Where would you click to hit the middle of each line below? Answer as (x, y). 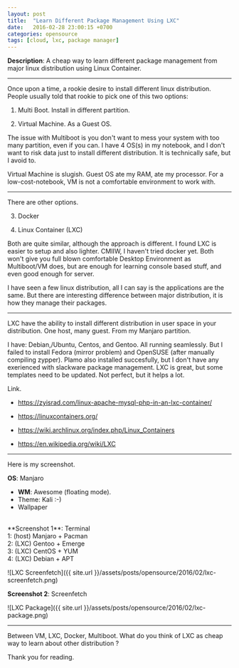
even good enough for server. (51, 274)
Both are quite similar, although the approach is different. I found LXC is (112, 244)
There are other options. (43, 202)
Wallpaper (33, 507)
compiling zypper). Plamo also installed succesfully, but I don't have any (113, 360)
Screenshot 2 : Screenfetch (47, 594)
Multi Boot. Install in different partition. (74, 110)
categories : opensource (43, 34)
